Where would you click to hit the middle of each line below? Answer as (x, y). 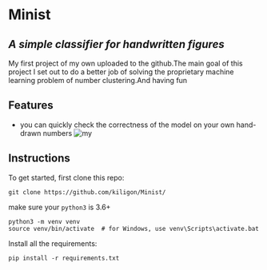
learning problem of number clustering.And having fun (98, 80)
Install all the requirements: (53, 243)
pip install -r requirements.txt (64, 258)
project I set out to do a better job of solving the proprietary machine (121, 72)
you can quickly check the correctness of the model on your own (127, 125)
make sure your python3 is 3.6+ (60, 207)
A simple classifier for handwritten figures (117, 44)
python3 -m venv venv (44, 221)
